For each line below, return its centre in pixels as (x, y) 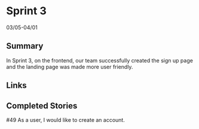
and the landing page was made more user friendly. (70, 67)
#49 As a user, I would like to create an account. (66, 119)
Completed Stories (42, 106)
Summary (25, 46)
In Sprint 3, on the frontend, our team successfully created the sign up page (99, 60)
